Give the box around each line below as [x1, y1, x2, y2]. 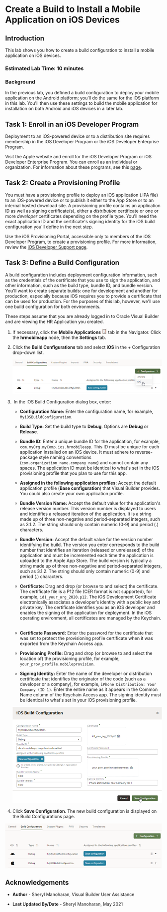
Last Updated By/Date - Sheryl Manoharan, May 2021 [12, 901, 123, 907]
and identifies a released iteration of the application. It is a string [19, 511, 152, 517]
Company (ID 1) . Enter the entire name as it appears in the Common [19, 686, 158, 692]
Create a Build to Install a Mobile [5, 3, 141, 15]
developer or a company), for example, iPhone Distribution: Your [19, 681, 157, 687]
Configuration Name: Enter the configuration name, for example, [19, 408, 153, 414]
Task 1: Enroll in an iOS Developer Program [5, 120, 139, 128]
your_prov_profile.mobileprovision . [19, 660, 95, 667]
